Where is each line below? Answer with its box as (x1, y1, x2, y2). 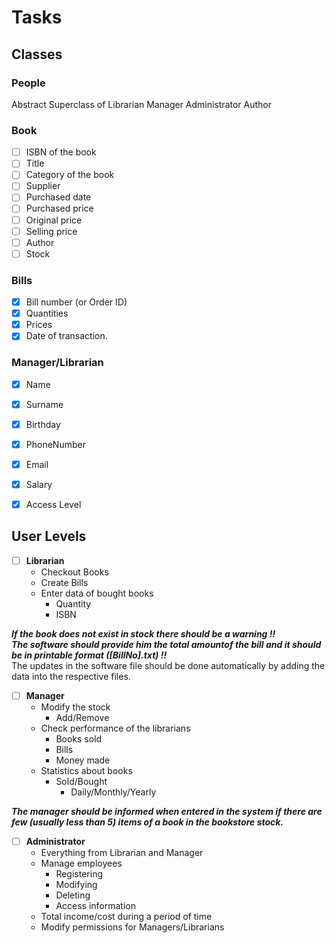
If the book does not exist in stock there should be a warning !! (11, 627, 276, 640)
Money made (55, 754, 111, 766)
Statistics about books (40, 765, 133, 777)
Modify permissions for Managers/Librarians (40, 921, 225, 933)
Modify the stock (40, 701, 111, 713)
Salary (25, 478, 53, 490)
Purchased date (25, 191, 92, 203)
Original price (25, 214, 83, 226)
